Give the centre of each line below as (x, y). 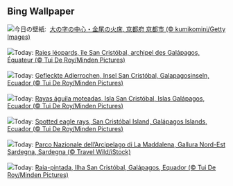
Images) (19, 37)
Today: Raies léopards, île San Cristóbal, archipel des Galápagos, (107, 52)
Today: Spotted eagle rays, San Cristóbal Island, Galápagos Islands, (111, 121)
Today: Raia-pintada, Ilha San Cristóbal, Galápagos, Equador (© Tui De (115, 167)
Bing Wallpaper (41, 11)
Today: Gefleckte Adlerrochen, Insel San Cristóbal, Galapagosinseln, (112, 75)
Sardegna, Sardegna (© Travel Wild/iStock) (69, 151)
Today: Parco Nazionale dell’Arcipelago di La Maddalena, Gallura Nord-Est (120, 144)
